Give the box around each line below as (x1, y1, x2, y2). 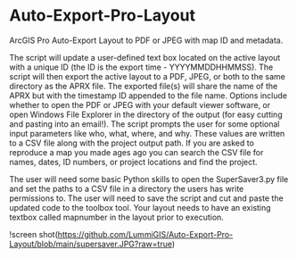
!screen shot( (9, 229, 58, 239)
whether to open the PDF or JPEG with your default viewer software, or (9, 99, 271, 110)
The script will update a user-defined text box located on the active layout (9, 52, 281, 62)
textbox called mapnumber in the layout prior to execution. (9, 212, 225, 222)
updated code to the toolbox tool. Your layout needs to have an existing (9, 202, 271, 212)
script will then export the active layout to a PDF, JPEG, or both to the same (9, 71, 285, 81)
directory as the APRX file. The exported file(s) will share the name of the (9, 80, 278, 91)
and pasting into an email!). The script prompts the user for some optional (9, 118, 280, 129)
